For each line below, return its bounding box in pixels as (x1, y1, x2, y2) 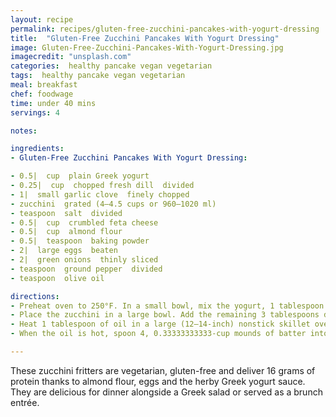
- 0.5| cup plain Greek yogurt (10, 171, 150, 181)
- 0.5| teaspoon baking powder (10, 236, 150, 246)
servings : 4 (10, 107, 60, 118)
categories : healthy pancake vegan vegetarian (10, 61, 213, 71)
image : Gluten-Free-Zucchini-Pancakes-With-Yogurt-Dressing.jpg (10, 42, 284, 53)
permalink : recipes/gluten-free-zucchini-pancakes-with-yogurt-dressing (10, 24, 320, 34)
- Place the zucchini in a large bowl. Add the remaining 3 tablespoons (10, 310, 320, 320)
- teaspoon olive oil (10, 273, 105, 283)
